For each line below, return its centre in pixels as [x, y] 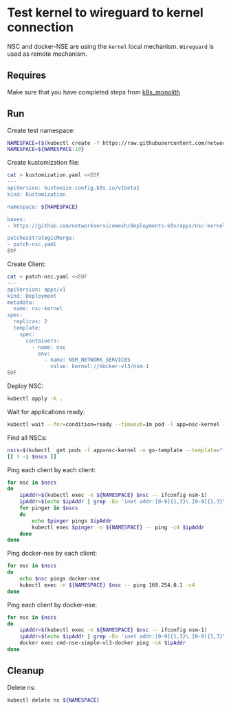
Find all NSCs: [27, 437]
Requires [27, 75]
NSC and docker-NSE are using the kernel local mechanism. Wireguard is [111, 46]
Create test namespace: [41, 130]
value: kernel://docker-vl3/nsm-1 [100, 367]
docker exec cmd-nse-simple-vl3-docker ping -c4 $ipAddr [103, 643]
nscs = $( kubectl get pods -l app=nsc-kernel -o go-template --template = [113, 450]
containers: [42, 341]
